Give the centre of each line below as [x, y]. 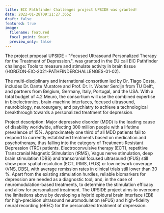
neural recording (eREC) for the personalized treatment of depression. [76, 205]
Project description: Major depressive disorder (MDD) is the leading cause [80, 122]
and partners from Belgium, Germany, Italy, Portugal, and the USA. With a [79, 91]
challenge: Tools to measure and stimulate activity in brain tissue [70, 66]
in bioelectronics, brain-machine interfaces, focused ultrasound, [70, 102]
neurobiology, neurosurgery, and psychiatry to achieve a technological [77, 107]
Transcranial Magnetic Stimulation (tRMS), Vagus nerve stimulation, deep [79, 153]
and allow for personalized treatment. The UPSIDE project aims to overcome [82, 189]
